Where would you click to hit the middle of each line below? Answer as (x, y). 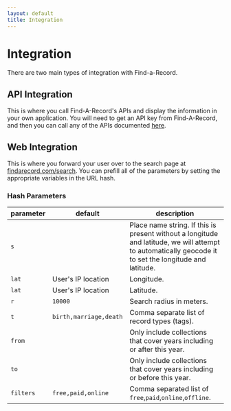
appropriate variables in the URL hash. (61, 178)
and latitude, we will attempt (175, 242)
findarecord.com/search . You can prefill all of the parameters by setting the (114, 171)
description (175, 213)
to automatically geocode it (174, 251)
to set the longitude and (168, 259)
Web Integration (42, 147)
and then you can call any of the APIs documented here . (87, 126)
